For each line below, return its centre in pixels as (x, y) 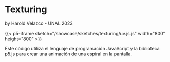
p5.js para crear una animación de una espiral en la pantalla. (68, 54)
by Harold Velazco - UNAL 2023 (39, 23)
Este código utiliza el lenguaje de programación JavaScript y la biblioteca (82, 48)
